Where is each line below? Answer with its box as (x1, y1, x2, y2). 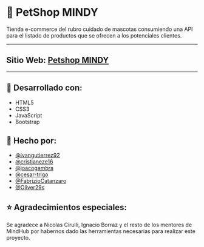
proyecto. (6, 234, 30, 242)
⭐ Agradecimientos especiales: (6, 202, 127, 212)
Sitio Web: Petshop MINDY (6, 55, 109, 65)
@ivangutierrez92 (15, 151, 61, 159)
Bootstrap (15, 118, 40, 125)
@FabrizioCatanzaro (15, 177, 67, 185)
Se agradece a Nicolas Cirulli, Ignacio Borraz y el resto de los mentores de (6, 221, 192, 229)
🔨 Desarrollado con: (6, 83, 83, 93)
